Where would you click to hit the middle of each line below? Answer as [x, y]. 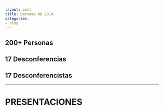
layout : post [18, 9]
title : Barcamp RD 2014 [29, 14]
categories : [17, 18]
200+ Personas [29, 42]
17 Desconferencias [36, 59]
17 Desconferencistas [39, 76]
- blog [12, 23]
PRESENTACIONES [44, 102]
